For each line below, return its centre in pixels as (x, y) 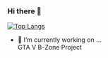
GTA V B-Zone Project (50, 48)
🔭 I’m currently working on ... (59, 40)
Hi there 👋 (25, 11)
